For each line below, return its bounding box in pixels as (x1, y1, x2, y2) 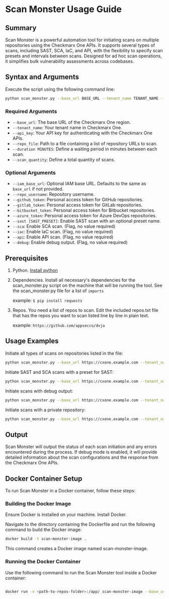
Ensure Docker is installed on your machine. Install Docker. (5, 511, 127, 518)
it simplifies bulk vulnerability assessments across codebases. (5, 58, 134, 64)
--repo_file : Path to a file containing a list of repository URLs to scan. (12, 140, 157, 146)
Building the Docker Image (5, 500, 71, 507)
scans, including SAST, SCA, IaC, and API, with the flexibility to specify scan (5, 48, 163, 53)
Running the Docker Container (5, 558, 81, 565)
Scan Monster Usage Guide (5, 4, 122, 15)
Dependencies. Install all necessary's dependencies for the (12, 277, 136, 283)
